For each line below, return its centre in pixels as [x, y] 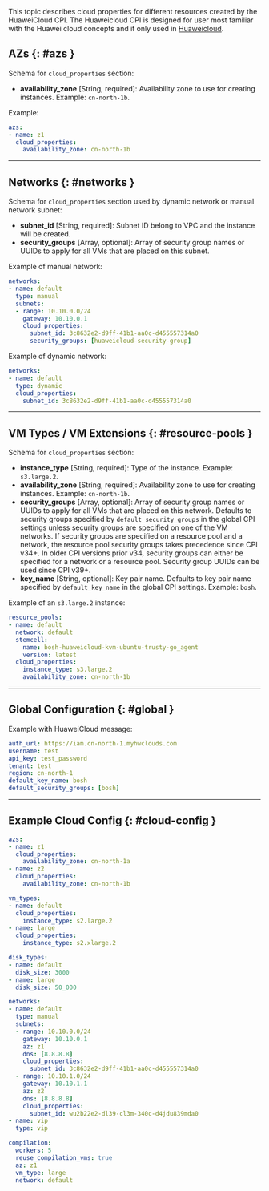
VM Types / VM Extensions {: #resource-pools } [130, 433]
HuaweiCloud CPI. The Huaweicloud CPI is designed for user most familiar [131, 20]
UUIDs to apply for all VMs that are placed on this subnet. [114, 251]
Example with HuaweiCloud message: [70, 729]
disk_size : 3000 [42, 972]
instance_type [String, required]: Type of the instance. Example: [126, 468]
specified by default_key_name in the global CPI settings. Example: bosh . [139, 587]
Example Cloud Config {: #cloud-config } [112, 821]
